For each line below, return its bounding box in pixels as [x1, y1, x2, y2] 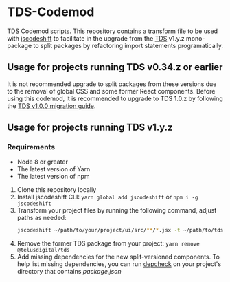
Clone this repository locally [16, 186, 97, 194]
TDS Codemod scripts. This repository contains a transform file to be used [7, 27, 218, 35]
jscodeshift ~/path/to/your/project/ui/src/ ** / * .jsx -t [16, 227, 181, 234]
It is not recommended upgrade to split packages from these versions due [7, 80, 217, 88]
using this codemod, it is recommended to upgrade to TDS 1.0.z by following [7, 94, 223, 102]
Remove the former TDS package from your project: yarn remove [16, 239, 200, 248]
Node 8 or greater [16, 158, 69, 166]
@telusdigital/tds [16, 247, 70, 254]
